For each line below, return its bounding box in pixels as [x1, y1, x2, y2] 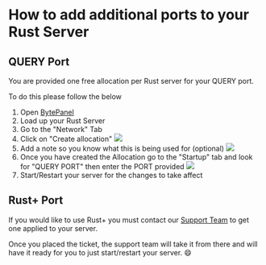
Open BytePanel [19, 107, 74, 117]
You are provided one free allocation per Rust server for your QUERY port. [8, 77, 254, 85]
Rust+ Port [8, 193, 64, 207]
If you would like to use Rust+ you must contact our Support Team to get [8, 215, 250, 225]
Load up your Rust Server [19, 116, 106, 126]
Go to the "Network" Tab [19, 125, 102, 134]
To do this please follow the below [8, 92, 123, 101]
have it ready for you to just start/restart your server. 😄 [8, 247, 192, 257]
